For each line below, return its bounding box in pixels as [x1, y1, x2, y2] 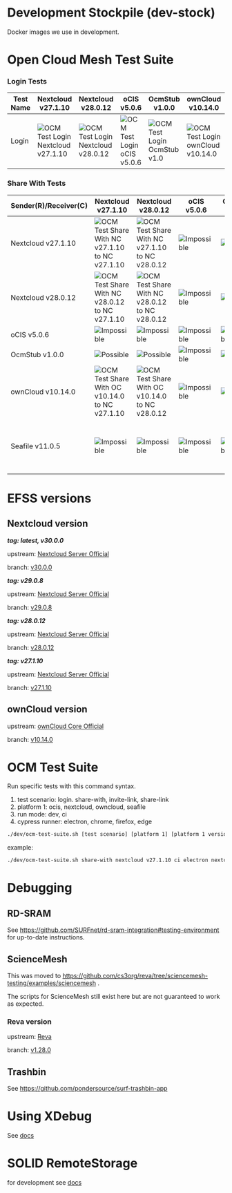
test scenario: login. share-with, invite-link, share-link [17, 796, 169, 804]
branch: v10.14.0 [7, 735, 53, 743]
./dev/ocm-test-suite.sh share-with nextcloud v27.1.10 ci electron [7, 857, 209, 864]
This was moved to [7, 972, 61, 980]
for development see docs [7, 1178, 82, 1187]
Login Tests [7, 77, 47, 86]
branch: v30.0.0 [7, 563, 52, 571]
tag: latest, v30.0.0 [7, 536, 64, 544]
